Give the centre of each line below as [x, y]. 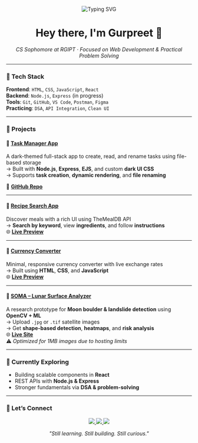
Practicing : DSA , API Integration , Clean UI [58, 108]
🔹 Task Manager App [32, 143]
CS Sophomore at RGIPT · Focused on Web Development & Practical [99, 49]
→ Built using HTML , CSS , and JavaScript [57, 270]
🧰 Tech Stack [25, 76]
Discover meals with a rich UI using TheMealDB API [69, 219]
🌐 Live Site [20, 334]
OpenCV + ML [24, 315]
